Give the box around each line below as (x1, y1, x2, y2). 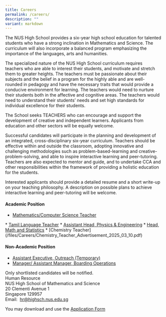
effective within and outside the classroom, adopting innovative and (5, 143, 144, 149)
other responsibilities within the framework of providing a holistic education (5, 164, 160, 170)
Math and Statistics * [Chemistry (5, 227, 72, 233)
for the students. (5, 170, 39, 176)
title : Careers (5, 7, 37, 12)
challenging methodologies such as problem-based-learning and (5, 148, 138, 154)
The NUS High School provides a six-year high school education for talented (5, 35, 162, 41)
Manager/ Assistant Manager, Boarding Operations (12, 260, 116, 266)
